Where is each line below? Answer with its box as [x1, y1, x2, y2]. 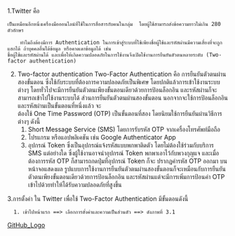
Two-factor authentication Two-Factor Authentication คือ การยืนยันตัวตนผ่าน [17, 70, 227, 78]
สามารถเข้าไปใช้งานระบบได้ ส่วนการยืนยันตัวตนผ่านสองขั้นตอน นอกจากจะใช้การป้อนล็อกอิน [17, 93, 228, 102]
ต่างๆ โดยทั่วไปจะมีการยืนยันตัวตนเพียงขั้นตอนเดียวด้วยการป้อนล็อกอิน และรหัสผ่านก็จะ [17, 86, 217, 94]
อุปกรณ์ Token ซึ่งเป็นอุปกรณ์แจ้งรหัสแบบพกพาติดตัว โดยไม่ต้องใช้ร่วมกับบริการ [27, 141, 214, 149]
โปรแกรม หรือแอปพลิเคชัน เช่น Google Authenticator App [27, 133, 177, 141]
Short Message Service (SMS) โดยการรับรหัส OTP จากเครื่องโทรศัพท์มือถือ [27, 125, 221, 133]
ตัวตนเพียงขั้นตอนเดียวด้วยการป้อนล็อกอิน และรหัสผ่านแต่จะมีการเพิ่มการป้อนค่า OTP [27, 173, 225, 181]
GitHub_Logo [7, 221, 46, 229]
